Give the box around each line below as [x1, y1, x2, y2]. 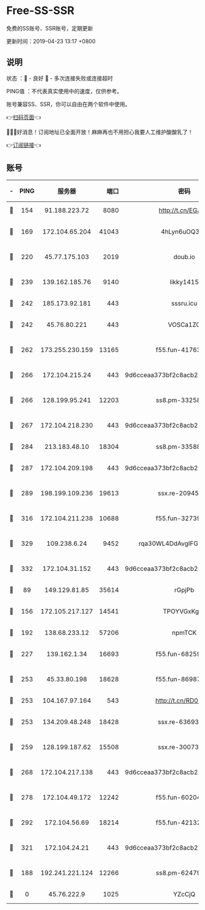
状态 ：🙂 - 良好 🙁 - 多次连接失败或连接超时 [6, 74, 113, 82]
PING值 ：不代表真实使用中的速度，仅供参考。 [6, 87, 123, 95]
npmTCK [171, 628, 197, 637]
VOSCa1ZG [167, 320, 201, 329]
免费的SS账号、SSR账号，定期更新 [6, 24, 93, 32]
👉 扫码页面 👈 [6, 113, 41, 121]
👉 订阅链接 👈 [6, 141, 41, 148]
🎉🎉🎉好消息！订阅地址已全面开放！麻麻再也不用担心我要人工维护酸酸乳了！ [6, 128, 193, 135]
